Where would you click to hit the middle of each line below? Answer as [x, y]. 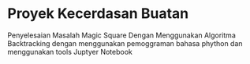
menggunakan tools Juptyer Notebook [70, 52]
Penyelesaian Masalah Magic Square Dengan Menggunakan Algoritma [121, 35]
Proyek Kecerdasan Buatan [98, 14]
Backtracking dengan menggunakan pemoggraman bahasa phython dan [125, 43]
